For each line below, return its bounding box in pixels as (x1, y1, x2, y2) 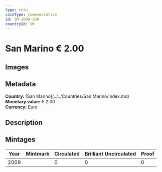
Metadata (5, 80, 36, 88)
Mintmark (26, 150, 50, 157)
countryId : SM (5, 21, 35, 27)
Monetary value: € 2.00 (5, 98, 55, 104)
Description (5, 118, 43, 127)
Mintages (5, 135, 36, 144)
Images (5, 63, 29, 71)
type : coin (5, 7, 28, 13)
